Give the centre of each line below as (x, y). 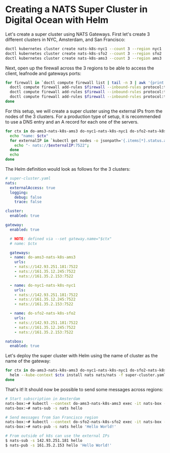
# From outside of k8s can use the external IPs (57, 436)
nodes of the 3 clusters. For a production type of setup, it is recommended (83, 116)
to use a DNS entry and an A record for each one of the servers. (72, 122)
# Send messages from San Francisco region (52, 417)
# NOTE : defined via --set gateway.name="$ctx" (61, 239)
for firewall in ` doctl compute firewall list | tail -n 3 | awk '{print (85, 83)
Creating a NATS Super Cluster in (76, 9)
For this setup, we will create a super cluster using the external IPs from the (84, 111)
